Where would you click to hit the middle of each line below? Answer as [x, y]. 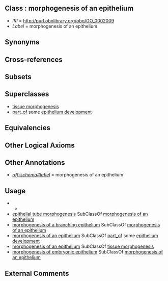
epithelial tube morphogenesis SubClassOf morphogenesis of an [80, 214]
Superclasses [27, 94]
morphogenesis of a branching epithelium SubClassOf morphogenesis [86, 225]
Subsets [18, 77]
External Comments [37, 273]
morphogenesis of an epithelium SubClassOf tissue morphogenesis [83, 246]
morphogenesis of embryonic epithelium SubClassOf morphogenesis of [88, 252]
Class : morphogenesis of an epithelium [69, 8]
